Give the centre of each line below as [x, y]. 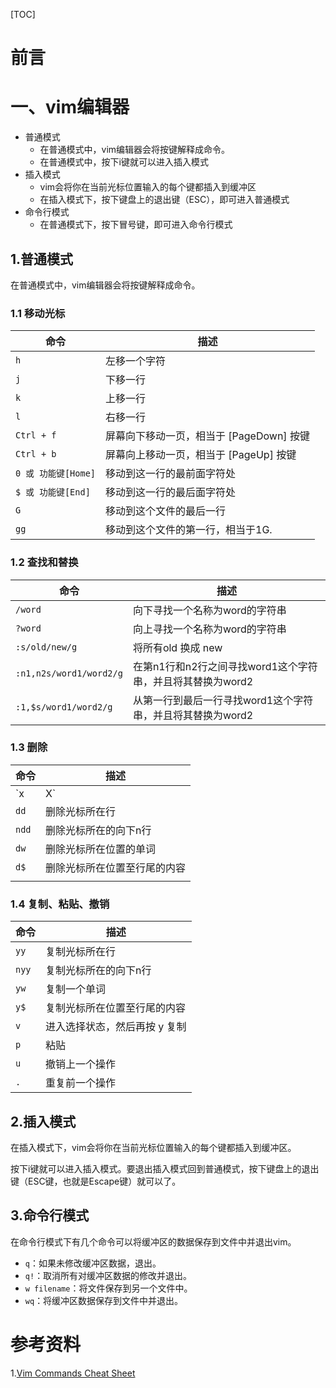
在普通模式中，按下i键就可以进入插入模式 [124, 162]
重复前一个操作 [81, 1083]
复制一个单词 [76, 989]
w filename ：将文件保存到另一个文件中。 [108, 1288]
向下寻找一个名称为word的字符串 [209, 610]
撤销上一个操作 [81, 1064]
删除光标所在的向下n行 [98, 830]
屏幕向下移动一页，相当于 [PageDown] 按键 [207, 436]
